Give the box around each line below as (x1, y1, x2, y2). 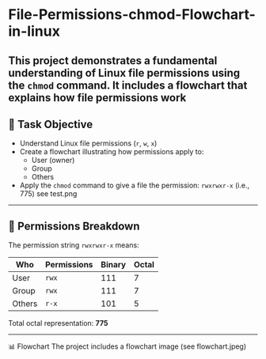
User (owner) (31, 156, 75, 165)
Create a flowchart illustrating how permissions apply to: (19, 147, 204, 157)
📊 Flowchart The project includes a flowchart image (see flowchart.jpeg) (8, 342, 247, 351)
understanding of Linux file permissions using (8, 66, 241, 80)
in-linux (8, 22, 61, 40)
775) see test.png (19, 189, 78, 198)
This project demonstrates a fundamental (8, 54, 218, 67)
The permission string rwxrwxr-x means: (8, 240, 140, 250)
